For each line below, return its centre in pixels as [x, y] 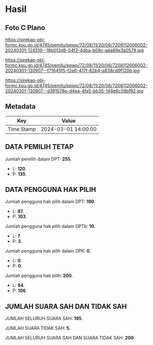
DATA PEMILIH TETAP [39, 147]
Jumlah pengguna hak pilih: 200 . [39, 275]
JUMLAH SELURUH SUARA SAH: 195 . [44, 318]
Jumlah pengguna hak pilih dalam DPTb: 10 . [50, 226]
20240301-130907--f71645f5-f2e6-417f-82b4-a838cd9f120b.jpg [73, 70]
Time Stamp [22, 129]
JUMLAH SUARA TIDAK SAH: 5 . [38, 328]
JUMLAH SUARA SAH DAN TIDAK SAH [66, 306]
